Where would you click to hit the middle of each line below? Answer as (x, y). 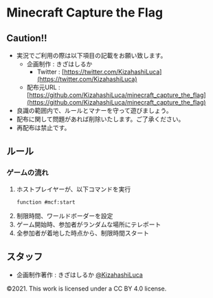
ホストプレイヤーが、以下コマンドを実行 (74, 189)
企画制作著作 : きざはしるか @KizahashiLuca (80, 275)
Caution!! (27, 38)
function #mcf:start (46, 202)
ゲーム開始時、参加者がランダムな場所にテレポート (89, 224)
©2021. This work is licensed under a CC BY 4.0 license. (87, 288)
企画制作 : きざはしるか (59, 64)
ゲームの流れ (27, 173)
